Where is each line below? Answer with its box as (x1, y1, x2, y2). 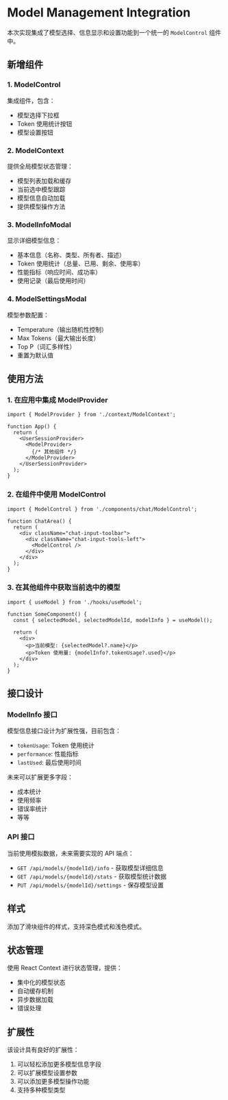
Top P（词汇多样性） (16, 342, 76, 350)
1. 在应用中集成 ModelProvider (7, 395, 108, 405)
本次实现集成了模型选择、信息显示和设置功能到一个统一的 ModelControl (7, 28, 207, 36)
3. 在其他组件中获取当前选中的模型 (7, 583, 121, 593)
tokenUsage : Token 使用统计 (16, 741, 94, 750)
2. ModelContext (7, 145, 64, 155)
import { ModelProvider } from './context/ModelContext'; (7, 411, 176, 418)
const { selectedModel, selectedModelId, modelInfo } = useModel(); (13, 617, 213, 623)
